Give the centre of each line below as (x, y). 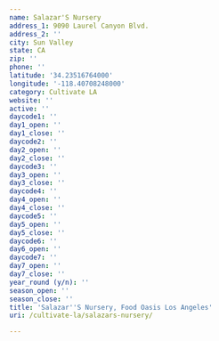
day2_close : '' (37, 158)
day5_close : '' (37, 232)
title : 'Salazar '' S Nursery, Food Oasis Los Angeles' (111, 307)
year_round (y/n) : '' (49, 282)
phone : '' (28, 68)
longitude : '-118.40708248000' (67, 84)
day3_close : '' (37, 183)
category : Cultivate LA (53, 92)
